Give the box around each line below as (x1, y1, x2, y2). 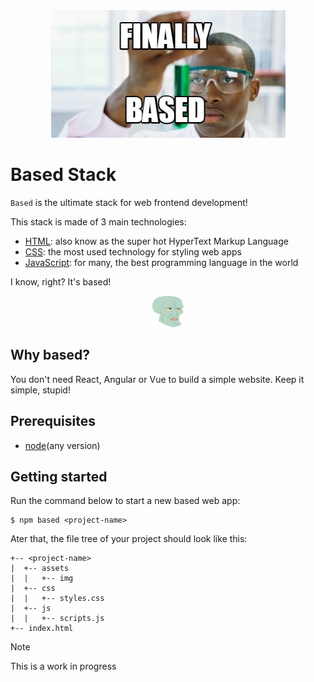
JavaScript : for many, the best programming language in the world (24, 256, 299, 268)
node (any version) (24, 439, 101, 451)
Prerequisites (10, 413, 96, 430)
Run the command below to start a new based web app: (10, 495, 241, 507)
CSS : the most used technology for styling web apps (24, 245, 242, 258)
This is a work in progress (10, 660, 117, 673)
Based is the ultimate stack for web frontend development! (10, 196, 248, 208)
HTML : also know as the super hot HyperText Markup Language (24, 235, 289, 247)
